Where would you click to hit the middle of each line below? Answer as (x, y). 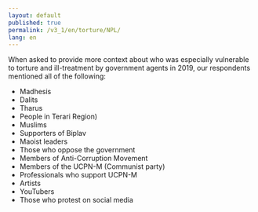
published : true (35, 23)
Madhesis (35, 92)
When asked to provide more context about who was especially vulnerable (129, 60)
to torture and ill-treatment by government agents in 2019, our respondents (129, 68)
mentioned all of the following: (57, 76)
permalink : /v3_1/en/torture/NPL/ (65, 30)
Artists (30, 183)
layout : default (35, 15)
